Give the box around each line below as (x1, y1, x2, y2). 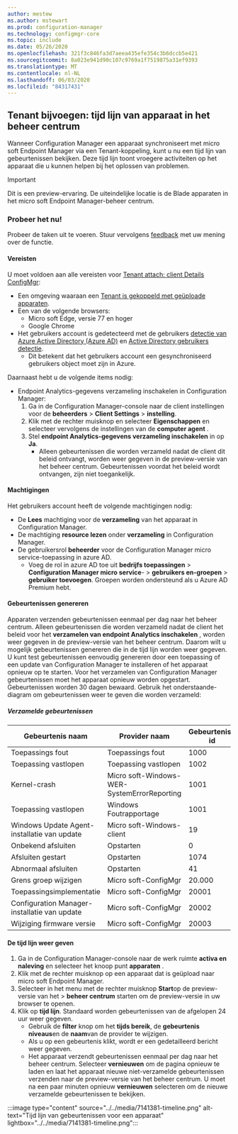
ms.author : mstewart (7, 17, 69, 24)
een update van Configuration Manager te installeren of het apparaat (7, 660, 208, 669)
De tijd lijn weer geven (7, 938, 74, 947)
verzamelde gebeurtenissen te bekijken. (28, 1090, 145, 1099)
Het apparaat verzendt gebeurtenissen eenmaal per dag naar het (28, 1052, 218, 1061)
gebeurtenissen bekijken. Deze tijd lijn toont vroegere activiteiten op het (7, 154, 217, 163)
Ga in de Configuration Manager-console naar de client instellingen (28, 401, 225, 410)
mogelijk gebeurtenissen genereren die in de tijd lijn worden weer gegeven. (7, 645, 227, 653)
